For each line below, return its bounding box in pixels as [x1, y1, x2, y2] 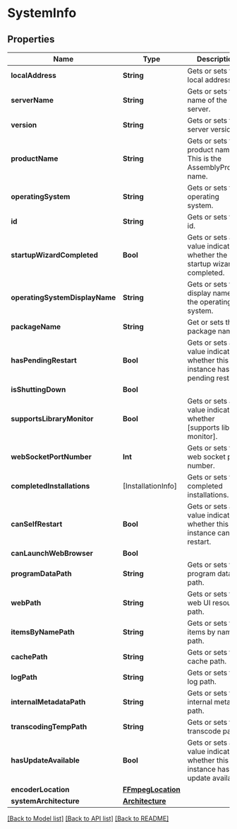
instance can [187, 528, 231, 537]
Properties [7, 33, 55, 45]
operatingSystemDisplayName [11, 292, 116, 302]
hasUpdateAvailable [11, 755, 80, 765]
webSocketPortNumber [11, 452, 92, 462]
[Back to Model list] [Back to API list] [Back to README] [7, 814, 169, 823]
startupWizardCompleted [11, 250, 99, 260]
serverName [11, 96, 54, 105]
